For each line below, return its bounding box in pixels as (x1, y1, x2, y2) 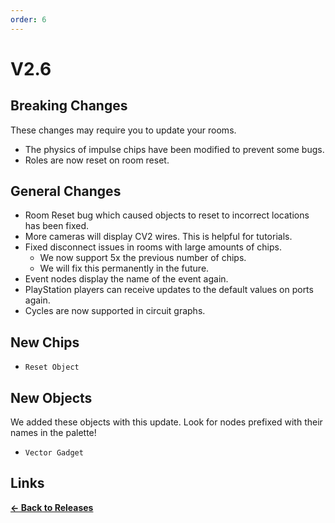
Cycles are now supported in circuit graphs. (24, 305, 206, 317)
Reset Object (24, 362, 80, 373)
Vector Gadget (24, 448, 84, 458)
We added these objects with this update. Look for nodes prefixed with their (10, 416, 323, 428)
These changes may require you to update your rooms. (10, 124, 237, 136)
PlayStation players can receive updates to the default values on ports (24, 284, 314, 296)
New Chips (10, 334, 80, 351)
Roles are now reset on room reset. (24, 154, 170, 166)
